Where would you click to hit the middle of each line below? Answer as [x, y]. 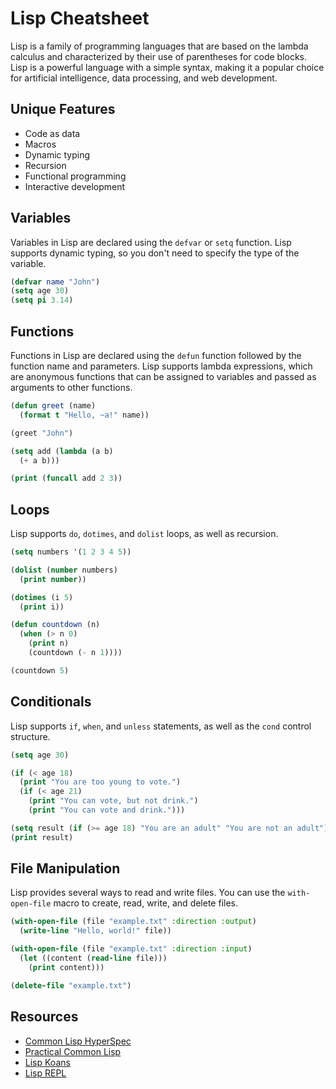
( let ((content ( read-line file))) [93, 958]
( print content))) [66, 967]
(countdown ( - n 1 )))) [75, 653]
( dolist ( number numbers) [64, 570]
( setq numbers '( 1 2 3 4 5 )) [71, 552]
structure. [30, 736]
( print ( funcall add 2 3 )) [66, 478]
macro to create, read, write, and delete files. [146, 903]
